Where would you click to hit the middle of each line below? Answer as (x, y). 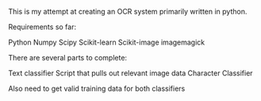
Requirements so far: (42, 27)
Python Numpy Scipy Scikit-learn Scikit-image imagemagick (107, 42)
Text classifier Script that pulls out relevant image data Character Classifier (130, 73)
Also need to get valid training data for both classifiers (97, 88)
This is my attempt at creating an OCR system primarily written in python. (128, 12)
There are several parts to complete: (68, 58)
